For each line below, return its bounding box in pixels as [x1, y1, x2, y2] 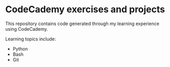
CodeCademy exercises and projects [5, 4, 165, 15]
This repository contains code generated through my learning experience [5, 20, 160, 27]
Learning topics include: [5, 36, 56, 42]
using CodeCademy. [5, 26, 48, 32]
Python [12, 46, 28, 52]
